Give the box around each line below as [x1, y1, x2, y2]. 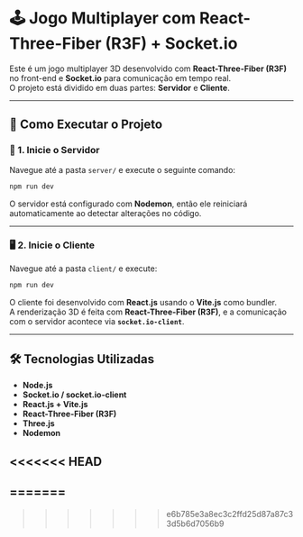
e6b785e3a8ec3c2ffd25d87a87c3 [166, 508, 294, 519]
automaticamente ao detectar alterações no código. [9, 207, 202, 218]
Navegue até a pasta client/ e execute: [9, 263, 158, 274]
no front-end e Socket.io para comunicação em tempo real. [9, 72, 232, 83]
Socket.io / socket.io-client [22, 389, 127, 400]
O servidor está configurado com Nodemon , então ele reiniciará [9, 198, 248, 209]
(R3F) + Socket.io [105, 33, 238, 54]
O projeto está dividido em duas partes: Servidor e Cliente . [9, 82, 230, 93]
